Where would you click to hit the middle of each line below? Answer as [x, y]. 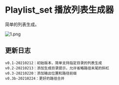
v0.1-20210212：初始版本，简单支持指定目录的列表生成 [53, 63]
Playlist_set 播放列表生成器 [59, 10]
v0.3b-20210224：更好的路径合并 [35, 78]
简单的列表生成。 [22, 24]
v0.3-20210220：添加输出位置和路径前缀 [41, 73]
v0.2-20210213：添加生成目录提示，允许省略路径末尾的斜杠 [57, 68]
